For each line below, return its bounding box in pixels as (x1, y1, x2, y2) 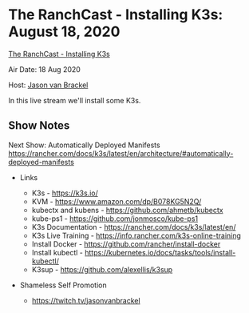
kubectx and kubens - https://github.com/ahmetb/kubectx (31, 205, 223, 215)
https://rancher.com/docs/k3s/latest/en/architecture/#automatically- (8, 148, 234, 158)
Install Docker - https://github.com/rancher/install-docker (31, 239, 221, 249)
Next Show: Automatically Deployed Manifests (8, 140, 161, 150)
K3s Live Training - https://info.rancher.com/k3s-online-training (31, 231, 242, 240)
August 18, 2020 (8, 22, 121, 41)
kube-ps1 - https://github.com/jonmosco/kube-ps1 (31, 214, 198, 223)
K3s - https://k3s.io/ (31, 188, 98, 198)
